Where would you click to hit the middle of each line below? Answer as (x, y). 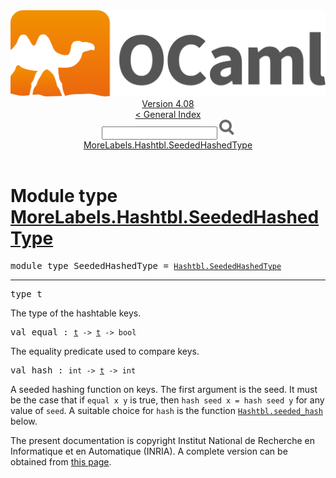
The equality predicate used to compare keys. (105, 351)
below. (24, 421)
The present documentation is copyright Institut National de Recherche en (162, 441)
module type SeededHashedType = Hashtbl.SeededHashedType (146, 266)
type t (26, 294)
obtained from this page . (61, 462)
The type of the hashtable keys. (76, 313)
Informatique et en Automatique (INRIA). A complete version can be (149, 451)
